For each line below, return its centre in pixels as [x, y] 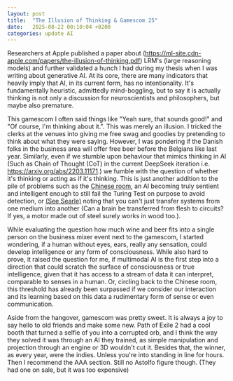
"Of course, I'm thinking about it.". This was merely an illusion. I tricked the [114, 126]
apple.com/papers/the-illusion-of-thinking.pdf [74, 61]
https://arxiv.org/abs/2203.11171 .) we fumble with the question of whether [113, 171]
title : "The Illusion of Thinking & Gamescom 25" [83, 20]
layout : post [26, 14]
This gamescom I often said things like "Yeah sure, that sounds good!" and [115, 119]
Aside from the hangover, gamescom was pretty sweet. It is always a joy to [115, 318]
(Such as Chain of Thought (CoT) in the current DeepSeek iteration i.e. [108, 164]
